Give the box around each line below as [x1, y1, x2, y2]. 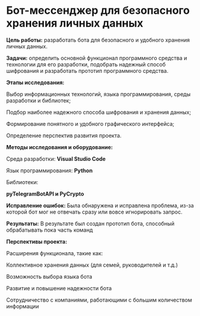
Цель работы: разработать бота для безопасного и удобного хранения [6, 36, 190, 43]
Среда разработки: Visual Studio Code [6, 155, 106, 163]
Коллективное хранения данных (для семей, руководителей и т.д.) [6, 261, 178, 268]
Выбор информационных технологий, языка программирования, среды [6, 90, 191, 98]
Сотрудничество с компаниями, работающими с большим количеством [6, 296, 192, 303]
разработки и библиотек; [6, 97, 71, 104]
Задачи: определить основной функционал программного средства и [6, 54, 187, 61]
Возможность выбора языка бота [6, 273, 92, 280]
